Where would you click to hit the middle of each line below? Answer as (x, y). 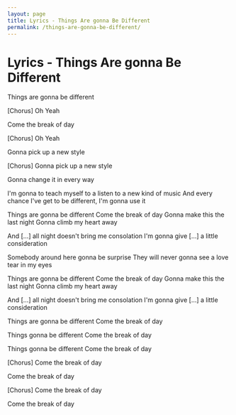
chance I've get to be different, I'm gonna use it (77, 201)
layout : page (27, 14)
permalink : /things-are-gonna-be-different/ (74, 27)
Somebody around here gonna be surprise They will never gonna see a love (118, 257)
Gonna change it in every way (51, 180)
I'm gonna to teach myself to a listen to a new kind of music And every (110, 193)
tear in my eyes (30, 265)
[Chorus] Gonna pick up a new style (60, 166)
